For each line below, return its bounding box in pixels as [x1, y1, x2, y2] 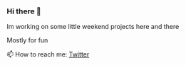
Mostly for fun [6, 36, 48, 45]
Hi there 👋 [6, 6, 42, 16]
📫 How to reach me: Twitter [6, 50, 90, 59]
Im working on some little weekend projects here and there [6, 23, 180, 31]
